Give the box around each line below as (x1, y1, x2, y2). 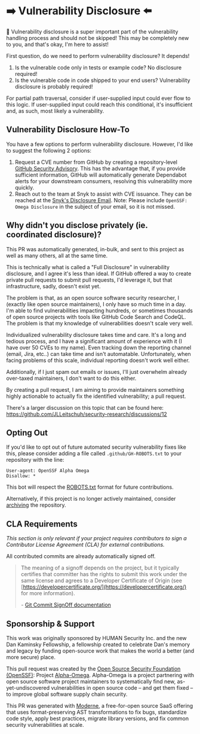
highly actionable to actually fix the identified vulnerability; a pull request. (6, 392, 186, 400)
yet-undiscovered (6, 684, 50, 691)
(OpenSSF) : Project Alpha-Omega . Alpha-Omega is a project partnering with (6, 672, 195, 678)
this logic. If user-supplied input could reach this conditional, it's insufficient (6, 100, 193, 108)
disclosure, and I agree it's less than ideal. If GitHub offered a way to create (6, 270, 192, 277)
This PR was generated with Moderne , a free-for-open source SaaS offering (6, 702, 193, 709)
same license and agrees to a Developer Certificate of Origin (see (20, 577, 182, 584)
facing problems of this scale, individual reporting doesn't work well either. (6, 357, 190, 364)
